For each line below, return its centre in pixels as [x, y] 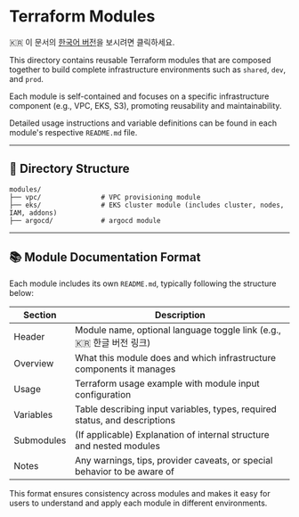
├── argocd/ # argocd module [85, 220]
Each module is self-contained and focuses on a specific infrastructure [139, 96]
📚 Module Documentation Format [105, 257]
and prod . [27, 78]
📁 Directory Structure [70, 169]
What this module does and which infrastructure [176, 357]
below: [21, 292]
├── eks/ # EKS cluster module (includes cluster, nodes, [147, 205]
